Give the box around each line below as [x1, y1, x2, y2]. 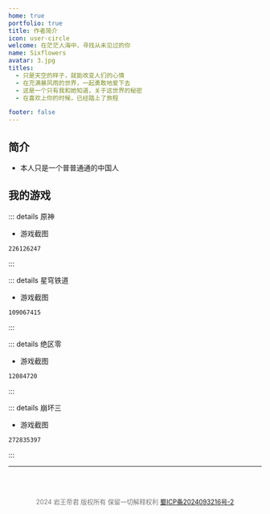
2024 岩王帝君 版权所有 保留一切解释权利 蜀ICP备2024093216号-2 [35, 497, 235, 506]
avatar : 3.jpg [8, 57, 56, 65]
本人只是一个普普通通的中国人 [19, 162, 119, 173]
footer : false [8, 108, 56, 116]
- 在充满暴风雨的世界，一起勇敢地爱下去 [15, 79, 131, 87]
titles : [8, 64, 35, 72]
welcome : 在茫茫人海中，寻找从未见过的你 [8, 42, 131, 50]
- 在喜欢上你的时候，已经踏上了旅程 [15, 94, 119, 102]
